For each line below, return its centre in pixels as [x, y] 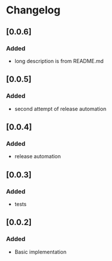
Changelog [33, 10]
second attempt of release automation [60, 109]
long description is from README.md [59, 61]
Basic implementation [41, 252]
